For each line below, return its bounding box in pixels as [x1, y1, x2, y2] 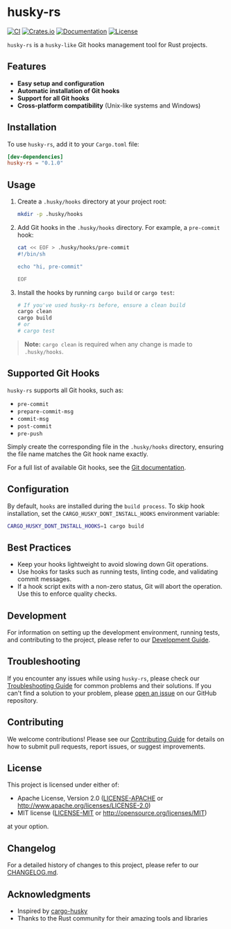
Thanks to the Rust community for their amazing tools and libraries [17, 914, 208, 923]
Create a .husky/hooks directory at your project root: [17, 197, 167, 206]
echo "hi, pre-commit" [17, 263, 83, 270]
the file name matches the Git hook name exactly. [7, 449, 149, 458]
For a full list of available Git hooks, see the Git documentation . [7, 463, 187, 471]
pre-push [17, 430, 43, 437]
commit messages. [17, 575, 71, 583]
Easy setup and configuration [17, 79, 105, 87]
